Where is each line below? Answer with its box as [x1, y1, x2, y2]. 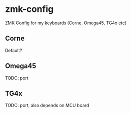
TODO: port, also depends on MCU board [5, 103, 90, 109]
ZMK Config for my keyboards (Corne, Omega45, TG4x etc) [5, 20, 127, 26]
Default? [5, 47, 22, 53]
